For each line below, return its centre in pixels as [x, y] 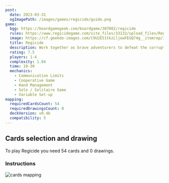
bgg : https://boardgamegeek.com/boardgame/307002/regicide [73, 29]
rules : [17, 33]
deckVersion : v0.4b [30, 113]
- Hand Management [33, 85]
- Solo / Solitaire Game [40, 90]
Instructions [21, 164]
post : [11, 10]
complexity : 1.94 [28, 62]
